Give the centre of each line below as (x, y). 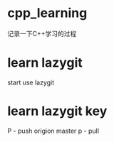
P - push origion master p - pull (53, 131)
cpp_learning (47, 13)
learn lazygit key (57, 111)
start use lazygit (31, 82)
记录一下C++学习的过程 (42, 33)
